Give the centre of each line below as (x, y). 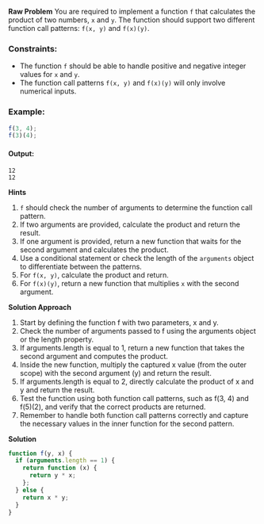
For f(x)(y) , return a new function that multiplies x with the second (129, 283)
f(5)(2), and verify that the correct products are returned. (113, 407)
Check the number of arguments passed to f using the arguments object (138, 331)
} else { (30, 490)
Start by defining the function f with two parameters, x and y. (119, 322)
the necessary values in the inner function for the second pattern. (127, 423)
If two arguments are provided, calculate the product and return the (130, 224)
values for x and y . (50, 75)
